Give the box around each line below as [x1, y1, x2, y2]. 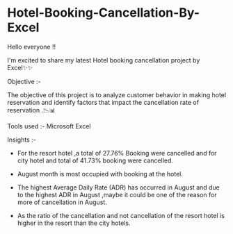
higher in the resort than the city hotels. [17, 219, 131, 227]
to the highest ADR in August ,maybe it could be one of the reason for [17, 190, 217, 199]
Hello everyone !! [7, 42, 56, 51]
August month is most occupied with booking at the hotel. [17, 169, 183, 178]
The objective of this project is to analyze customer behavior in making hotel [7, 90, 227, 99]
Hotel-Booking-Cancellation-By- [7, 5, 200, 21]
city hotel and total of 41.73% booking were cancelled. [17, 156, 174, 165]
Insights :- [7, 135, 36, 144]
